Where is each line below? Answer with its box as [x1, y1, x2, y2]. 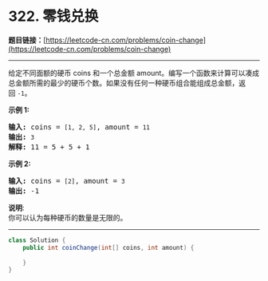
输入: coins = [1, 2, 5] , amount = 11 [8, 122, 150, 132]
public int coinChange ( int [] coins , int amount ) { [22, 243, 195, 251]
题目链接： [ [8, 35, 46, 45]
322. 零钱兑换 [8, 7, 99, 26]
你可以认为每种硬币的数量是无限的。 [8, 212, 128, 222]
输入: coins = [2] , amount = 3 [8, 176, 125, 185]
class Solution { [8, 236, 66, 244]
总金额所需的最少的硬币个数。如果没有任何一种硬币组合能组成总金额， [8, 77, 239, 88]
